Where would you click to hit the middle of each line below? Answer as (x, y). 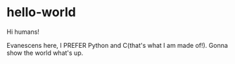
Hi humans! (23, 32)
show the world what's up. (45, 53)
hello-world (42, 12)
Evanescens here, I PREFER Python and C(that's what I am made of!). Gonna (117, 45)
